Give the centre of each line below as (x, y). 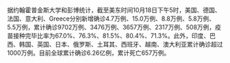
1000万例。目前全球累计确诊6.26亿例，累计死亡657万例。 (89, 53)
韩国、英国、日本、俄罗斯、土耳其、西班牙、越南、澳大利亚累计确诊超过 (121, 44)
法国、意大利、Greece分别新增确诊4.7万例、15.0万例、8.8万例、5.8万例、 (111, 18)
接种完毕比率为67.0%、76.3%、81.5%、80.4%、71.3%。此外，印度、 (111, 36)
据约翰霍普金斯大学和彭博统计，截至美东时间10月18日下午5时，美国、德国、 (114, 10)
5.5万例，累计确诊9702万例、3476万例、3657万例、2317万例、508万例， (111, 27)
